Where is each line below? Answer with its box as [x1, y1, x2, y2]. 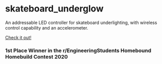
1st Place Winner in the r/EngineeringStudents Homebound [5, 47, 151, 54]
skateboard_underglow [5, 3, 104, 14]
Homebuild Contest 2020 [5, 53, 68, 60]
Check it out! [5, 34, 31, 40]
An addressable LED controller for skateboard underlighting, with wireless [5, 19, 157, 25]
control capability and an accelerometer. [5, 24, 88, 30]
